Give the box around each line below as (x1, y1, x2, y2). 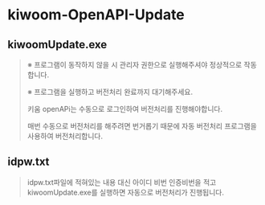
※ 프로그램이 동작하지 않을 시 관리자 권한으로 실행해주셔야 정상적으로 (26, 60, 243, 69)
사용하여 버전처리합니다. (26, 131, 104, 141)
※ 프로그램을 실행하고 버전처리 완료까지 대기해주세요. (26, 87, 194, 96)
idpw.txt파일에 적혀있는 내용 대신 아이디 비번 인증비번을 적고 (26, 177, 217, 187)
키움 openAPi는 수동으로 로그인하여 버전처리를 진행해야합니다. (26, 105, 223, 113)
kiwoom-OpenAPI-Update (7, 6, 185, 24)
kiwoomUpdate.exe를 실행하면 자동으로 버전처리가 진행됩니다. (26, 187, 225, 197)
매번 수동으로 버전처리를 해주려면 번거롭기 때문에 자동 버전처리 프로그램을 (26, 121, 258, 130)
